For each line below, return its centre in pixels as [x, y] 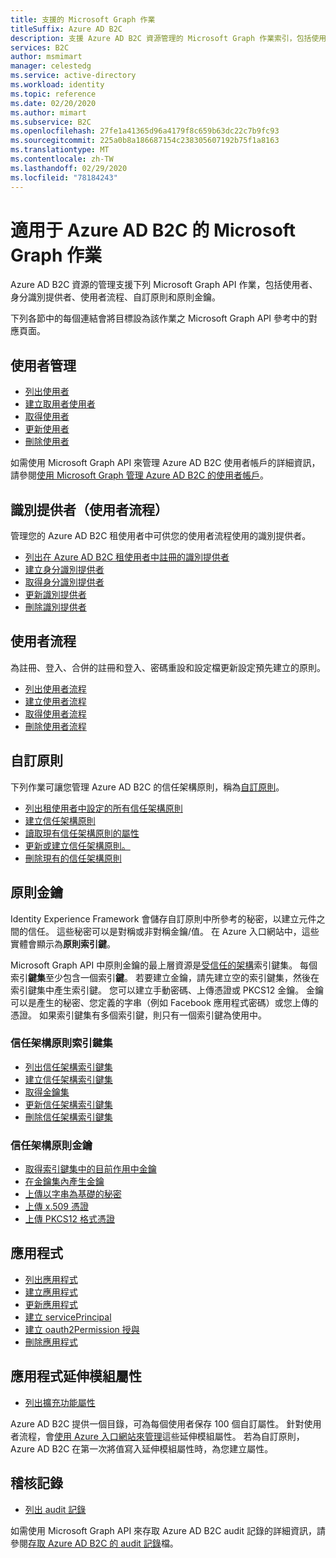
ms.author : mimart [48, 112]
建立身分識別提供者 [64, 570]
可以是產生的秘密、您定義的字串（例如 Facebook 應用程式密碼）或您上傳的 [164, 1002]
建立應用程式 [51, 1292]
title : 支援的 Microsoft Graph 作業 [83, 19]
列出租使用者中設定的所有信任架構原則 [103, 808]
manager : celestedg [51, 66]
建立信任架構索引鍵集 [68, 1079]
